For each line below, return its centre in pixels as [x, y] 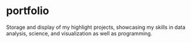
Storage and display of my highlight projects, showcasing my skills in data [96, 27]
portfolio [28, 11]
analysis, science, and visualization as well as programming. [79, 33]
